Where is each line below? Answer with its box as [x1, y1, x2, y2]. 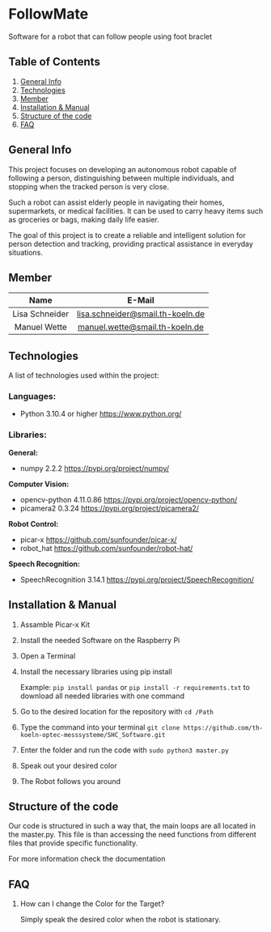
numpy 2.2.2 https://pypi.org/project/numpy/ [19, 463, 170, 473]
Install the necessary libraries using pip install [19, 667, 172, 676]
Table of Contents [8, 55, 101, 69]
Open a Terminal [19, 650, 76, 660]
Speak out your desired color [19, 760, 117, 770]
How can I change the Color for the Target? [19, 899, 165, 909]
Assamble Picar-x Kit [19, 620, 91, 629]
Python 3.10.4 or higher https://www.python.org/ [19, 409, 182, 419]
